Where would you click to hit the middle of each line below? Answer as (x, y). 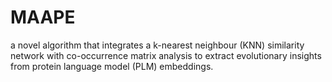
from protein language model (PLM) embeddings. (112, 66)
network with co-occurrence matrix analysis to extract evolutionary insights (166, 55)
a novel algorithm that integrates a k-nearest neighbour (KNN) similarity (157, 45)
